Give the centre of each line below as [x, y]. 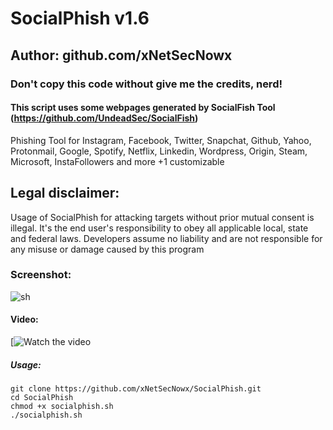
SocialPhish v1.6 [80, 18]
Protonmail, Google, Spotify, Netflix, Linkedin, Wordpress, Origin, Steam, [159, 151]
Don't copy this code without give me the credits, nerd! [146, 84]
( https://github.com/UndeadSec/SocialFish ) [104, 118]
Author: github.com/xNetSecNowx [121, 55]
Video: [24, 319]
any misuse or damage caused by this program [107, 249]
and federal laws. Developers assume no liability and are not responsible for [166, 238]
